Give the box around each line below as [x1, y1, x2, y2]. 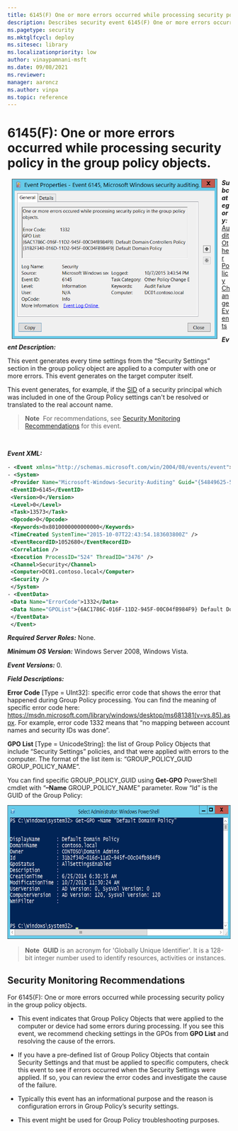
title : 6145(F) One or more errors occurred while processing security [7, 11, 223, 18]
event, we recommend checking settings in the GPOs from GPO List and [17, 1030, 229, 1038]
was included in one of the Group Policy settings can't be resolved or [7, 393, 209, 402]
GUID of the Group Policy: [7, 791, 83, 800]
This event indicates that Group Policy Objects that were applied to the [17, 1014, 224, 1023]
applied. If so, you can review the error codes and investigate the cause [17, 1074, 227, 1082]
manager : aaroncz [7, 79, 59, 86]
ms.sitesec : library [7, 41, 69, 49]
